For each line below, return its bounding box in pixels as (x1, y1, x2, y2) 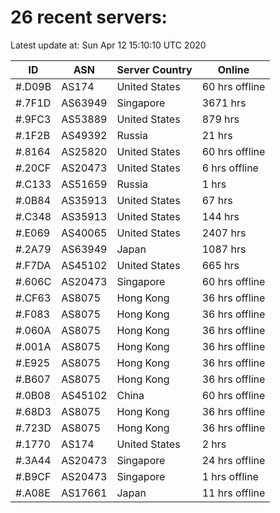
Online (217, 62, 250, 76)
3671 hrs (201, 96, 247, 110)
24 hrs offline (201, 453, 266, 467)
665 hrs (201, 258, 240, 272)
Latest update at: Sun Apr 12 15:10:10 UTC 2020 (10, 39, 207, 51)
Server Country (116, 62, 193, 76)
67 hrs (201, 193, 233, 207)
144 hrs (201, 209, 240, 223)
